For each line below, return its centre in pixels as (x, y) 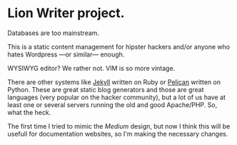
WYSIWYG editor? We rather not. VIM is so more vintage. (91, 68)
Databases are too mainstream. (54, 33)
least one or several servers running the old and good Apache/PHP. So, (112, 104)
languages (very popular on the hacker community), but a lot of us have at (117, 97)
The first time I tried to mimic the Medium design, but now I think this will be (119, 126)
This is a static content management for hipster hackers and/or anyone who (119, 46)
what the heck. (29, 112)
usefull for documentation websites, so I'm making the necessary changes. (118, 134)
